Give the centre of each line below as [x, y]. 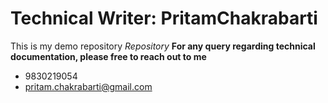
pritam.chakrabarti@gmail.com [88, 86]
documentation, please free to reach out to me [108, 56]
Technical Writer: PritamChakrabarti [164, 18]
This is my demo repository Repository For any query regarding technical [163, 46]
